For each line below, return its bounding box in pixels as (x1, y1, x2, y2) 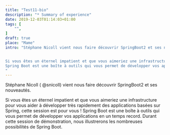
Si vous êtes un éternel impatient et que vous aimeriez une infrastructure (5, 97, 157, 103)
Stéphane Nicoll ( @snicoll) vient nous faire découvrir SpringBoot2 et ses (5, 82, 158, 88)
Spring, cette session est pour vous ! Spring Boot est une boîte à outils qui (5, 108, 160, 114)
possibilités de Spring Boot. (5, 124, 63, 130)
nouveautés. (5, 87, 31, 94)
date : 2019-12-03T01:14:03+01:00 (5, 17, 76, 22)
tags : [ (5, 21, 22, 27)
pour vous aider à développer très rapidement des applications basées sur (5, 102, 161, 109)
